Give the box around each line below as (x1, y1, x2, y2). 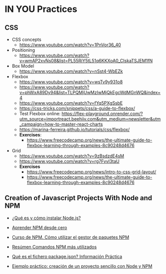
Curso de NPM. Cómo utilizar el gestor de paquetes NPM (11, 234, 130, 240)
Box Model (11, 63, 34, 69)
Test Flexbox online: (19, 111, 61, 117)
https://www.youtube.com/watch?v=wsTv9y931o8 (19, 79, 123, 85)
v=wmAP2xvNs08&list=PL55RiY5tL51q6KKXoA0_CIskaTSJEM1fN (19, 58, 153, 63)
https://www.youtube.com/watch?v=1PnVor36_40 (19, 42, 121, 48)
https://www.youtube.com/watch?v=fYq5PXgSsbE (19, 100, 123, 106)
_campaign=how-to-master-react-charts (19, 121, 103, 127)
